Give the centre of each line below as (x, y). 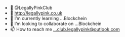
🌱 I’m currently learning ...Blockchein (48, 18)
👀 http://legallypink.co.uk (36, 13)
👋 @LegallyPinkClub (31, 8)
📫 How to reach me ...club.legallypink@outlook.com (65, 29)
